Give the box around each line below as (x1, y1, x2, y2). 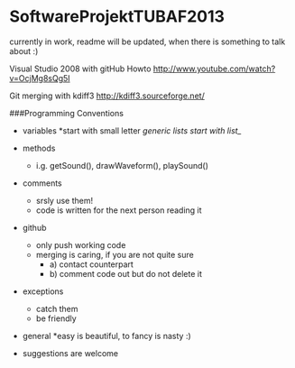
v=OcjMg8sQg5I (9, 72, 70, 83)
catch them (35, 303, 78, 314)
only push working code (35, 239, 126, 250)
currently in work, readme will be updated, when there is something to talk (9, 36, 286, 47)
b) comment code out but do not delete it (49, 268, 203, 279)
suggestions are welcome (22, 347, 119, 358)
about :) (9, 45, 39, 56)
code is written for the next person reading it (35, 205, 202, 216)
